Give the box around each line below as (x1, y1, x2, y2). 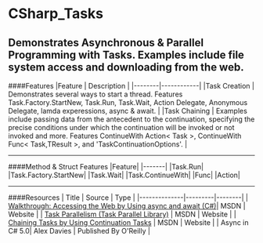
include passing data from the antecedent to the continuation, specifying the (8, 114, 255, 124)
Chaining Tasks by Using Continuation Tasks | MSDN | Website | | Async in (8, 218, 249, 227)
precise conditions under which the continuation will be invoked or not (8, 123, 235, 132)
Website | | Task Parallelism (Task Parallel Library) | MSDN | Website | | (8, 209, 236, 219)
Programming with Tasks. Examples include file (8, 48, 245, 61)
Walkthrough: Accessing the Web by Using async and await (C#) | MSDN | (8, 201, 246, 210)
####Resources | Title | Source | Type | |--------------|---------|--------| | (8, 193, 249, 202)
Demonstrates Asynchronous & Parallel (8, 36, 204, 49)
